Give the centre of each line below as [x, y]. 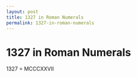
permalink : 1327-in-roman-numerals [50, 23]
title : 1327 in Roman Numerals [45, 17]
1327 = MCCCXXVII [30, 69]
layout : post [22, 12]
